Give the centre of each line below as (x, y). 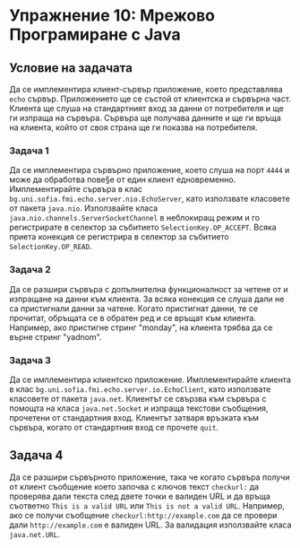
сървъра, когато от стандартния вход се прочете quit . (114, 427)
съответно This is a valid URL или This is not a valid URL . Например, (147, 505)
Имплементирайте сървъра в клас (76, 189)
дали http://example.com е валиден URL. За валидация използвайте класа (150, 525)
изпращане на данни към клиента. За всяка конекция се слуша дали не (147, 299)
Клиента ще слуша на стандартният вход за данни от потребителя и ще (146, 108)
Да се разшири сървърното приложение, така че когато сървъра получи (150, 477)
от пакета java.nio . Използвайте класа (84, 208)
